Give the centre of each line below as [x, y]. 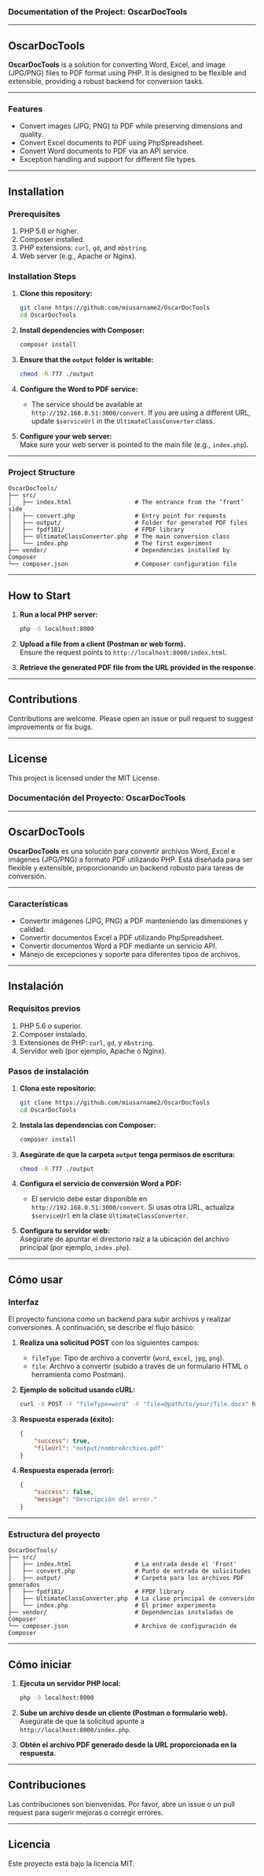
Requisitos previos [44, 1009]
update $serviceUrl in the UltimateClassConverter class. [123, 421]
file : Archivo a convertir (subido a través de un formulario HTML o [140, 1366]
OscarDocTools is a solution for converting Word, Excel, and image [117, 64]
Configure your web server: [66, 436]
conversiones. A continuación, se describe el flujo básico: [102, 1328]
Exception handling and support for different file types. [108, 159]
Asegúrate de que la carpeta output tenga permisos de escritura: [127, 1154]
